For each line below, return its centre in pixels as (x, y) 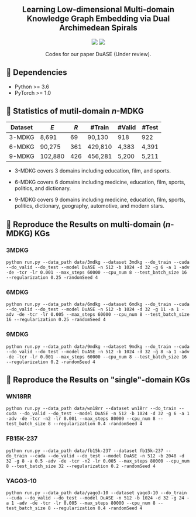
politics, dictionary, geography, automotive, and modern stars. (90, 206)
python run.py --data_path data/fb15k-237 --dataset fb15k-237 (85, 451)
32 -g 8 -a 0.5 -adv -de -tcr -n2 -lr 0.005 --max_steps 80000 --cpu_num (98, 461)
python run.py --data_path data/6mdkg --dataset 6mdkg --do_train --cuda (98, 304)
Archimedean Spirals (98, 28)
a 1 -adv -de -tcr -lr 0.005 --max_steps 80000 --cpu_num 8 (81, 503)
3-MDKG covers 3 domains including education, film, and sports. (93, 171)
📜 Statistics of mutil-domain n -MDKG (75, 111)
